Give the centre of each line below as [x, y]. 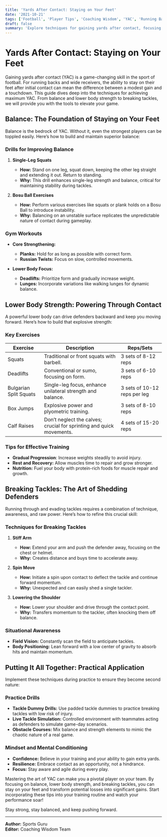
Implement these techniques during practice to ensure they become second [83, 679]
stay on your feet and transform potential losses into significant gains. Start [82, 789]
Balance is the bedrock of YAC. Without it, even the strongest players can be [83, 131]
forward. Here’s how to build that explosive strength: [59, 322]
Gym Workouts [24, 234]
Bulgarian [19, 388]
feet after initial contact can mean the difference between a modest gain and [83, 88]
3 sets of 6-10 [138, 370]
